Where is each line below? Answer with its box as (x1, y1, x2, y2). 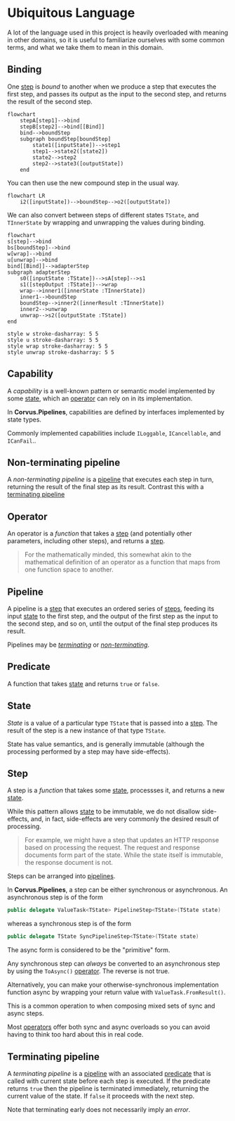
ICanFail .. (7, 436, 36, 445)
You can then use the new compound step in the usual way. (7, 178, 180, 187)
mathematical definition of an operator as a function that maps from (24, 558, 221, 566)
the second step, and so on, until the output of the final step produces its (7, 619, 218, 628)
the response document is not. (24, 859, 114, 867)
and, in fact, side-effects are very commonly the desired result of (30, 815, 220, 823)
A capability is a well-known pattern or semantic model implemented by (7, 386, 215, 395)
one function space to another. (24, 565, 114, 574)
